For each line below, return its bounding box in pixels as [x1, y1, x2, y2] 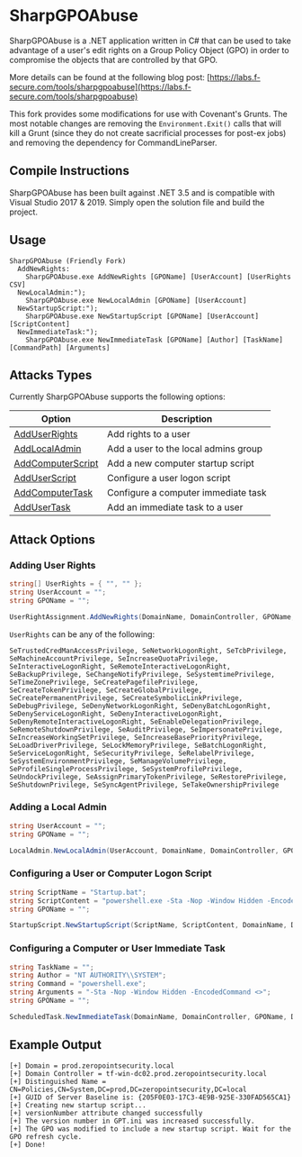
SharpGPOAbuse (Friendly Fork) [9, 256, 127, 266]
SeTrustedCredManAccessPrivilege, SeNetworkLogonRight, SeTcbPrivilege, [9, 646, 288, 655]
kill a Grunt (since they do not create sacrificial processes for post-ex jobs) [9, 127, 287, 138]
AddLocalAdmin [13, 442, 82, 455]
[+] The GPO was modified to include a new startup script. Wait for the [9, 1124, 292, 1134]
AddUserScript [13, 472, 76, 485]
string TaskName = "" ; [9, 962, 94, 971]
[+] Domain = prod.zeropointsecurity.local [9, 1061, 175, 1070]
